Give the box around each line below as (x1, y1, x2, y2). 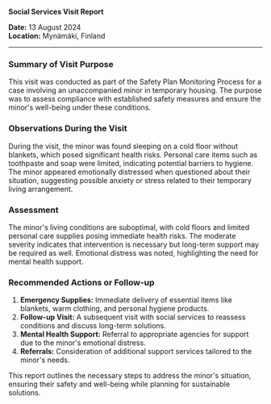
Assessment (8, 204, 59, 215)
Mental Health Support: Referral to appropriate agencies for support (19, 330, 249, 339)
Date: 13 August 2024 (8, 23, 81, 31)
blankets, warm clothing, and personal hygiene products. (19, 304, 210, 314)
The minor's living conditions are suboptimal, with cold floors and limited (8, 222, 250, 232)
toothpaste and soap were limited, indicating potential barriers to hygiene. (8, 158, 254, 168)
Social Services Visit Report (8, 7, 104, 16)
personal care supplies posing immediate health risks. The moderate (8, 231, 236, 240)
